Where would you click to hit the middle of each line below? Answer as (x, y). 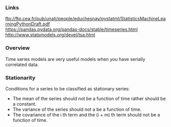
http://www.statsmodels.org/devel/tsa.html (50, 35)
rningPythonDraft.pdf (28, 24)
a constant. (25, 104)
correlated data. (22, 65)
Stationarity (20, 78)
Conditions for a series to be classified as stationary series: (68, 88)
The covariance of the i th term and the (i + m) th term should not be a (86, 115)
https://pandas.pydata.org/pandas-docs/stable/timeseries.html (71, 29)
